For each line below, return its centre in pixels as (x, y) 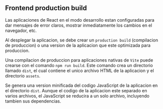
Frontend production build (46, 8)
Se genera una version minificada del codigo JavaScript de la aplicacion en (81, 85)
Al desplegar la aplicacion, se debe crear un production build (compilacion (82, 40)
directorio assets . (23, 75)
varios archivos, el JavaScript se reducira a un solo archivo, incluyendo (77, 96)
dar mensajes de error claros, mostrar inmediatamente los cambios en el (79, 25)
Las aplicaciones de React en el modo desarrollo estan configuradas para (80, 20)
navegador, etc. (21, 30)
